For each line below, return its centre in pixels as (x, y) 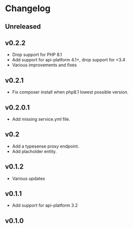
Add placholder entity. (34, 151)
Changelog (28, 9)
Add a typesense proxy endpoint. (46, 146)
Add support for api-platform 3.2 (45, 206)
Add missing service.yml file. (41, 119)
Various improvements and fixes (44, 65)
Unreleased (23, 27)
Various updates (28, 178)
